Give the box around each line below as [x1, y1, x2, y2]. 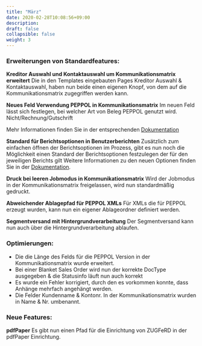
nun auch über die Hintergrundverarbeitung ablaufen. [6, 224, 139, 231]
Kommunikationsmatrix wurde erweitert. [14, 259, 115, 266]
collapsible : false [6, 31, 55, 37]
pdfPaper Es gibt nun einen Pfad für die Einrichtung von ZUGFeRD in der [6, 327, 188, 334]
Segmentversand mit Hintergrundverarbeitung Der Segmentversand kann [6, 218, 194, 225]
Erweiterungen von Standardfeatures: [6, 57, 120, 65]
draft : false [6, 25, 39, 32]
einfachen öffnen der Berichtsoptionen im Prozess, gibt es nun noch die [6, 144, 185, 152]
